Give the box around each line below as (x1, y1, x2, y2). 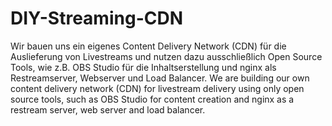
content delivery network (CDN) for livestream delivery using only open (10, 82, 305, 94)
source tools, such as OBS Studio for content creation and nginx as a (10, 93, 295, 105)
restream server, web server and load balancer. (10, 103, 206, 116)
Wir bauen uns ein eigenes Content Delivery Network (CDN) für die (10, 40, 287, 52)
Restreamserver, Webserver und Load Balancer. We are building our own (10, 72, 310, 84)
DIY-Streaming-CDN (10, 7, 184, 30)
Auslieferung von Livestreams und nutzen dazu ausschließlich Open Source (10, 50, 323, 62)
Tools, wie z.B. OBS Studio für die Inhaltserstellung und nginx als (10, 61, 277, 73)
